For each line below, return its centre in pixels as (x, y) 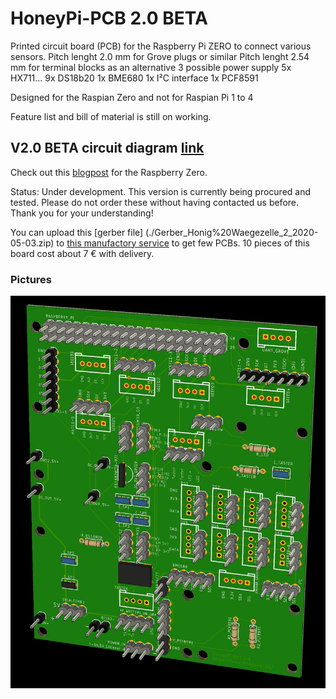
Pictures (31, 279)
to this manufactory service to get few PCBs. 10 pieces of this (183, 243)
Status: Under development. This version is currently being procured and (161, 191)
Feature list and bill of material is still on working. (111, 116)
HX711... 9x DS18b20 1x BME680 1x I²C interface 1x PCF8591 (134, 78)
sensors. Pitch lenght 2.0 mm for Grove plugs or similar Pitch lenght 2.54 (160, 56)
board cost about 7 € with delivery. (82, 253)
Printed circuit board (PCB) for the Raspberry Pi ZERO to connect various (161, 46)
